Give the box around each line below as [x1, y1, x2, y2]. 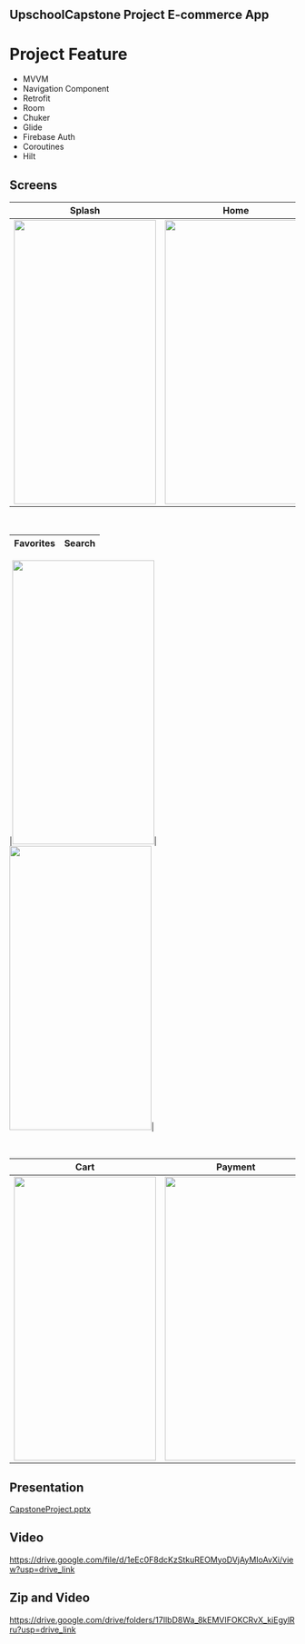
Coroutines [22, 141, 64, 153]
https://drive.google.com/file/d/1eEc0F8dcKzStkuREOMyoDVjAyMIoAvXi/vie [9, 1554, 294, 1565]
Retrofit [22, 93, 51, 104]
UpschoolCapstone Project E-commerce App [9, 7, 270, 23]
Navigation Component [22, 84, 110, 95]
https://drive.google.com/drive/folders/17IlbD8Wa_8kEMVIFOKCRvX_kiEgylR [9, 1614, 295, 1625]
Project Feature [9, 44, 128, 65]
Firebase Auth [22, 132, 75, 143]
